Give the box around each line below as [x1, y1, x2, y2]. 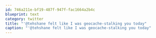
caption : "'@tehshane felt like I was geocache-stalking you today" [5, 26, 151, 31]
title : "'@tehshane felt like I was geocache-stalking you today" [5, 21, 147, 26]
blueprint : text [5, 12, 39, 17]
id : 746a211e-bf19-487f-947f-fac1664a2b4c [5, 7, 95, 12]
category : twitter [5, 16, 44, 21]
